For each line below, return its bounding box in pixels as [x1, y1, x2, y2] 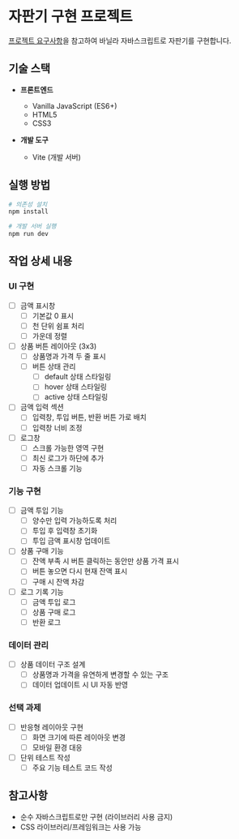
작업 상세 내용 [8, 255, 73, 268]
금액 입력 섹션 [19, 402, 64, 412]
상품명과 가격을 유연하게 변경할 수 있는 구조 [32, 670, 169, 679]
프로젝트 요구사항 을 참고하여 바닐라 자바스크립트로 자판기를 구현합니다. [8, 36, 232, 45]
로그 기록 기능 [19, 587, 64, 597]
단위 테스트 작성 [19, 752, 70, 762]
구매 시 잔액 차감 [32, 576, 85, 586]
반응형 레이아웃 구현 [19, 722, 83, 732]
